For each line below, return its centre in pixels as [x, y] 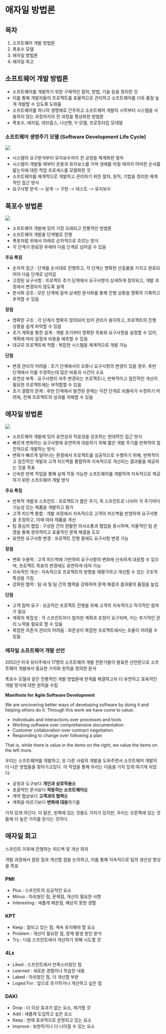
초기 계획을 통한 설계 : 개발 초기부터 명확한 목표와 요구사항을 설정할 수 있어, [85, 332]
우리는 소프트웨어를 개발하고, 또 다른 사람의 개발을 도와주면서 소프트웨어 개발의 [81, 761]
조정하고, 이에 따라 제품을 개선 [47, 519]
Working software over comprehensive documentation [68, 725]
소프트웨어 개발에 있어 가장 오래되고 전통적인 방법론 [62, 228]
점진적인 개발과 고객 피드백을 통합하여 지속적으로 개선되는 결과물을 [82, 461]
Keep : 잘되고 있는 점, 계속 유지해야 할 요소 [54, 927]
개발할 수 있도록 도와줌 [40, 104]
